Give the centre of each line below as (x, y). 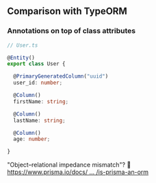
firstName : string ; (41, 101)
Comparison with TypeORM (67, 11)
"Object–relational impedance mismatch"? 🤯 (69, 165)
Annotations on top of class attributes (71, 31)
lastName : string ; (40, 120)
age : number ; (32, 139)
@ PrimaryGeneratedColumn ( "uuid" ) (61, 76)
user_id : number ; (38, 83)
